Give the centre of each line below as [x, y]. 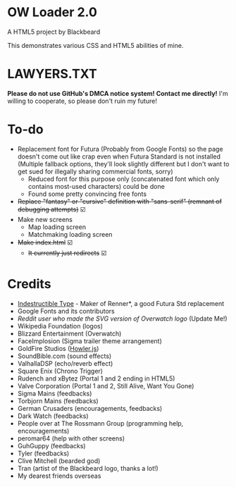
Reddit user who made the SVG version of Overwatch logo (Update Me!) [122, 319]
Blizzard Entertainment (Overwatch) [69, 333]
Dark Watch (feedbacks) [53, 416]
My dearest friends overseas [59, 476]
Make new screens [45, 219]
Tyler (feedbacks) [43, 453]
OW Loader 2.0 [52, 12]
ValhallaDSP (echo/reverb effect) [65, 363]
